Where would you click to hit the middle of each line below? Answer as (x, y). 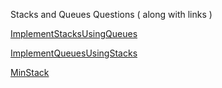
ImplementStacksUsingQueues (74, 33)
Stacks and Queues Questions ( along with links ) (111, 14)
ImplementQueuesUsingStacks (74, 53)
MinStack (30, 72)
